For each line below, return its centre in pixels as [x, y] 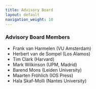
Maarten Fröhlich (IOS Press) [43, 75]
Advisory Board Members [38, 37]
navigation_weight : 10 [29, 19]
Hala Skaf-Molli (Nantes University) [50, 81]
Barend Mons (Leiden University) [47, 70]
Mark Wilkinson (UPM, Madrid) [45, 65]
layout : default [22, 15]
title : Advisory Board [29, 10]
